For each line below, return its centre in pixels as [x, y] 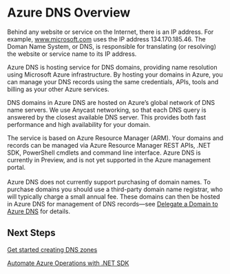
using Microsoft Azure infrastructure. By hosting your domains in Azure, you [115, 75]
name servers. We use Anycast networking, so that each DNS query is [107, 110]
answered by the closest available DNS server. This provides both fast [107, 117]
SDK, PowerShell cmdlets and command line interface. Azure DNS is [104, 153]
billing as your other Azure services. [58, 89]
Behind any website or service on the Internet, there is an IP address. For [111, 32]
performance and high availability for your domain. [79, 124]
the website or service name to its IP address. [72, 54]
